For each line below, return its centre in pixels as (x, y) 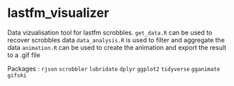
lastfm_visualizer (58, 13)
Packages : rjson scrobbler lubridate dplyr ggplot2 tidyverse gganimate (114, 68)
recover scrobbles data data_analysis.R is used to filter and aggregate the (116, 39)
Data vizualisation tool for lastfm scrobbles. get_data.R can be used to (110, 32)
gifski (17, 75)
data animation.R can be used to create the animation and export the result (117, 47)
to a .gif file (24, 55)
